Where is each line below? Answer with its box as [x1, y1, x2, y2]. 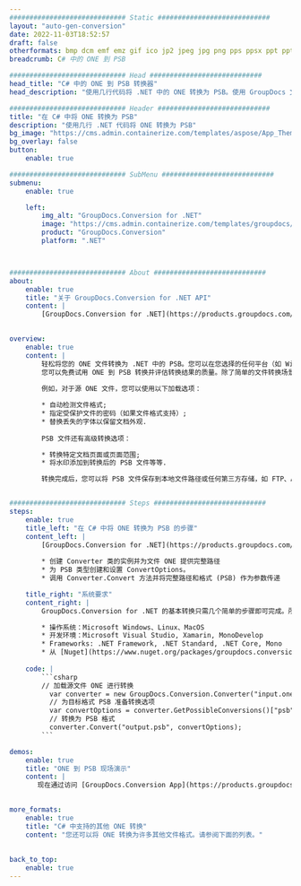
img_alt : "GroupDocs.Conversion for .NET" [41, 212, 202, 221]
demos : [9, 747, 34, 756]
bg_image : [9, 129, 47, 138]
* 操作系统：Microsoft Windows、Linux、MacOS [41, 622, 205, 632]
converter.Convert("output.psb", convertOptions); [48, 723, 243, 732]
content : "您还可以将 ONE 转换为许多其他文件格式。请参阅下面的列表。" [25, 830, 263, 839]
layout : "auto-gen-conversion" [9, 22, 126, 30]
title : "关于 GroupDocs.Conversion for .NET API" [25, 293, 212, 302]
